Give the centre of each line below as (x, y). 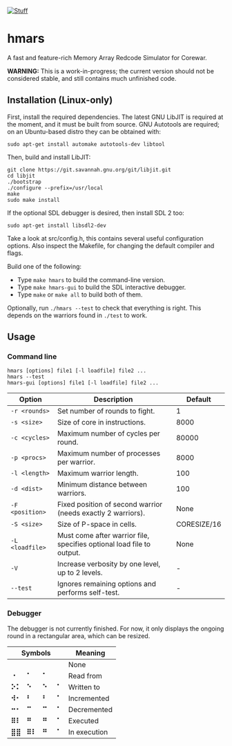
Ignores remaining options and (107, 584)
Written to (84, 687)
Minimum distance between (102, 485)
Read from (85, 675)
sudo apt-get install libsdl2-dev (57, 225)
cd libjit (21, 176)
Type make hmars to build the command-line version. (91, 279)
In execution (88, 731)
